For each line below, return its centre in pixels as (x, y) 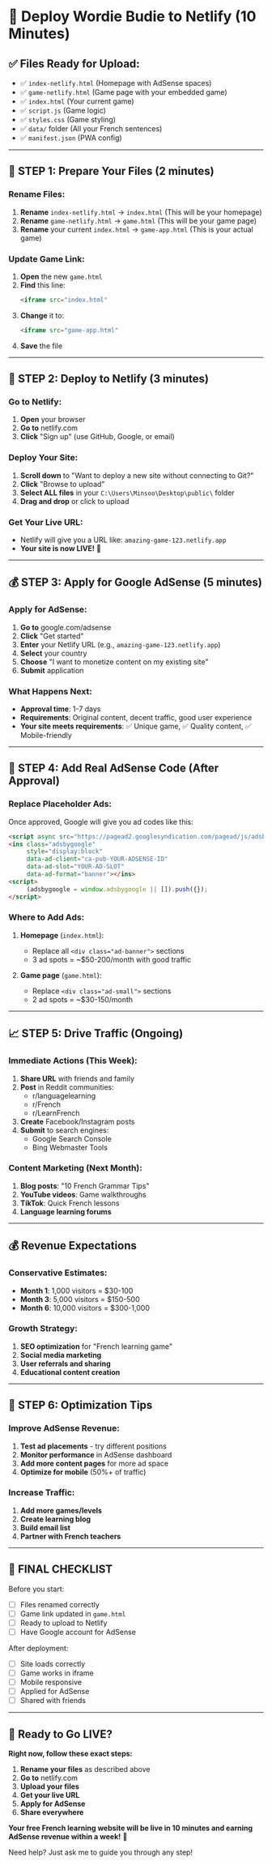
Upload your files (49, 1786)
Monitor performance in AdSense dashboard (96, 1454)
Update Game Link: (47, 258)
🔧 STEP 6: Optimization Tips (81, 1405)
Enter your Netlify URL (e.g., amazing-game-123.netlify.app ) (120, 644)
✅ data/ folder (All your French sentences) (91, 128)
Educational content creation (70, 1372)
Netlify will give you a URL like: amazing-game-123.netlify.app (123, 540)
